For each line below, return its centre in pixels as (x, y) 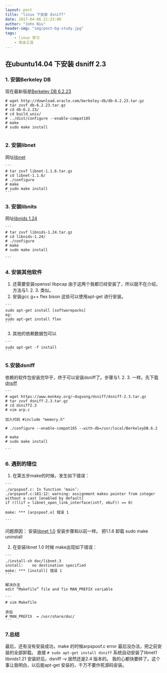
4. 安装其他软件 (24, 272)
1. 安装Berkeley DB (28, 80)
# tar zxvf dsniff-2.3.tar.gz (37, 401)
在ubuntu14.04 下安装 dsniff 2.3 (56, 64)
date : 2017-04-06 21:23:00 (33, 19)
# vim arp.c (17, 410)
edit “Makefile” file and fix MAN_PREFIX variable (59, 589)
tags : (11, 33)
